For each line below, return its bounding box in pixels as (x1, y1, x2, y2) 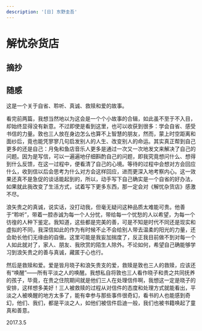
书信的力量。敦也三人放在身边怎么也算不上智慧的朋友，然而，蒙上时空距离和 (6, 130, 196, 138)
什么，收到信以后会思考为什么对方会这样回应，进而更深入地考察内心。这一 (6, 168, 191, 175)
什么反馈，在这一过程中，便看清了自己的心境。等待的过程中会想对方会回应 (11, 161, 196, 168)
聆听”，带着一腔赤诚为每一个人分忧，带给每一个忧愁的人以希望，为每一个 (14, 211, 195, 218)
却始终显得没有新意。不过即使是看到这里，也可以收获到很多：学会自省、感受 (6, 123, 196, 130)
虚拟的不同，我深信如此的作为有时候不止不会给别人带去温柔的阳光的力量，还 (6, 226, 196, 233)
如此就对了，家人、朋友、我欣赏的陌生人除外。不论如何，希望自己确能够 (11, 241, 191, 248)
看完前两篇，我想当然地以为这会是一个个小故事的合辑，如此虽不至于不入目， (6, 115, 196, 123)
